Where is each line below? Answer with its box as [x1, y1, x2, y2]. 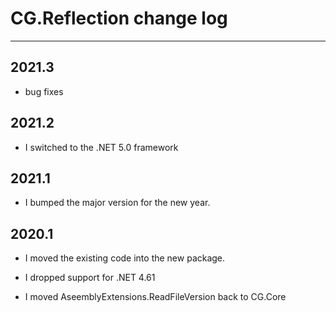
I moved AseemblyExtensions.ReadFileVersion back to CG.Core [24, 291, 287, 303]
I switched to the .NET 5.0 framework [24, 141, 179, 153]
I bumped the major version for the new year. [24, 197, 211, 209]
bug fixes [24, 85, 64, 97]
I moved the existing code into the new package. [24, 252, 226, 264]
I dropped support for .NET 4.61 [24, 272, 156, 284]
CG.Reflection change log [10, 7, 228, 30]
